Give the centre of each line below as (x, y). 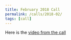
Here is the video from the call (35, 33)
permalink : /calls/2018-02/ (34, 14)
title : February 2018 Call (33, 10)
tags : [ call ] (18, 19)
